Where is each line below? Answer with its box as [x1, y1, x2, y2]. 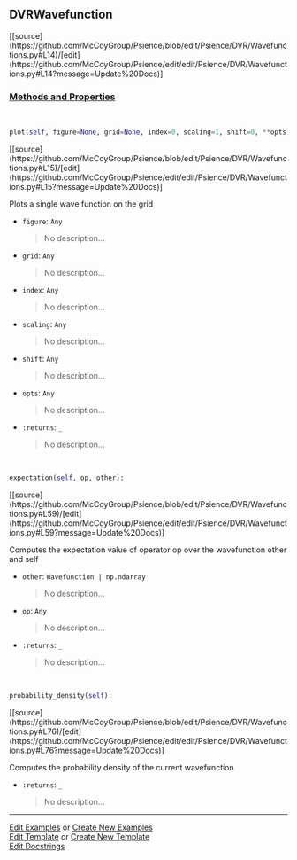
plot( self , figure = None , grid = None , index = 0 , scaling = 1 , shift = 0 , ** [9, 128, 271, 137]
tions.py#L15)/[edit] [9, 162, 80, 173]
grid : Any [21, 250, 55, 261]
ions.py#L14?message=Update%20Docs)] [9, 68, 164, 79]
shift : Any [21, 353, 59, 364]
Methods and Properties [9, 90, 116, 103]
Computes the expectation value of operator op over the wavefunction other [9, 544, 287, 555]
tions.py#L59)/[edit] [9, 508, 82, 519]
